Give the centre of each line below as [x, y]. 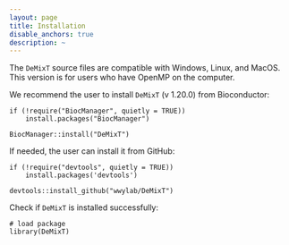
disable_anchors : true [51, 34]
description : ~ [38, 42]
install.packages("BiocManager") [88, 119]
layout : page [34, 17]
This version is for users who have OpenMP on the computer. [122, 78]
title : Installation [48, 26]
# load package [38, 224]
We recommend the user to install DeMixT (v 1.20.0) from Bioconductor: [140, 95]
